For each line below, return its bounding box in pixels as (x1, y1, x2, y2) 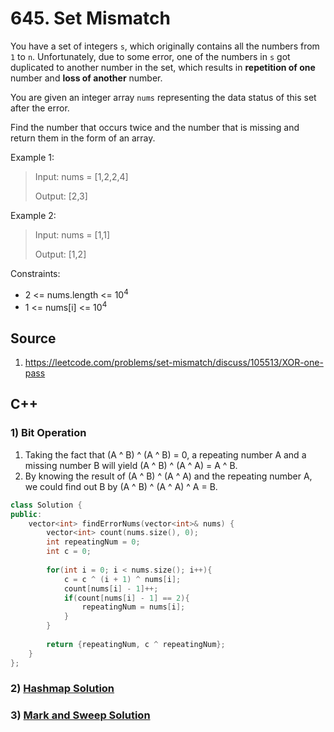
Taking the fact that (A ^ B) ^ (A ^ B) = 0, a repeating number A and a (24, 448, 307, 461)
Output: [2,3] (34, 190, 88, 202)
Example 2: (10, 209, 57, 221)
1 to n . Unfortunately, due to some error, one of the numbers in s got (10, 50, 291, 62)
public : (10, 509, 43, 519)
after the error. (10, 102, 70, 114)
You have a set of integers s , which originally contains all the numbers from (10, 40, 320, 52)
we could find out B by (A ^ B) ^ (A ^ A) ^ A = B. (24, 480, 218, 492)
